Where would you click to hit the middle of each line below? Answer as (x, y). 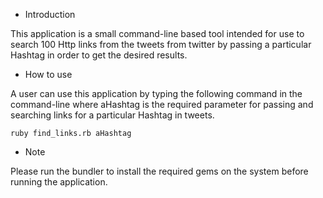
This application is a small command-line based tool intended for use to (157, 33)
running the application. (59, 182)
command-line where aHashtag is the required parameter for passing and (162, 104)
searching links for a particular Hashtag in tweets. (112, 115)
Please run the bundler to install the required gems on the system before (159, 171)
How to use (48, 74)
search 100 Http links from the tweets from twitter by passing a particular (161, 44)
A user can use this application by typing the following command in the (156, 93)
